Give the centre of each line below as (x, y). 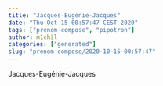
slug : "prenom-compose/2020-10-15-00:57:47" (82, 52)
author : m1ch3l (33, 37)
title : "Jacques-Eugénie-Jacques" (65, 15)
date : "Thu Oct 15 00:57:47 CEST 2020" (73, 23)
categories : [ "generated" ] (52, 45)
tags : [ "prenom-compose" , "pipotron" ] (71, 30)
